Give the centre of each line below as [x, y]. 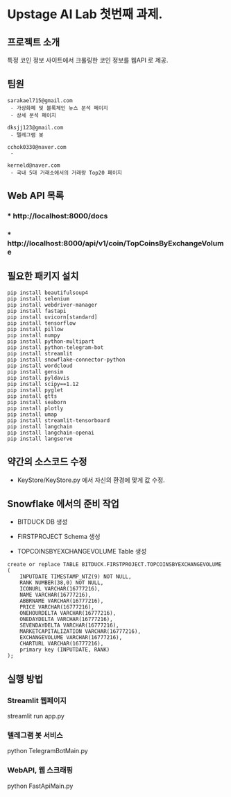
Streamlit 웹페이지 [37, 700]
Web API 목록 [36, 196]
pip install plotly [35, 408]
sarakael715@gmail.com [40, 100]
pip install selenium [38, 299]
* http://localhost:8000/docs [58, 216]
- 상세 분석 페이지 [33, 115]
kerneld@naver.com [34, 165]
